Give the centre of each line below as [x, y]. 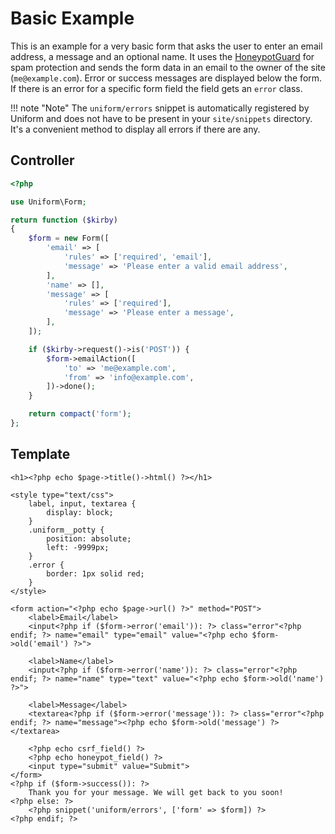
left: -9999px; [78, 547]
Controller [42, 160]
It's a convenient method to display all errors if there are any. [135, 129]
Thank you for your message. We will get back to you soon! [156, 792]
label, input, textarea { [82, 503]
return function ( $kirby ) [64, 220]
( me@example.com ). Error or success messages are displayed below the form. [166, 78]
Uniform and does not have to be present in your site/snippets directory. [161, 118]
